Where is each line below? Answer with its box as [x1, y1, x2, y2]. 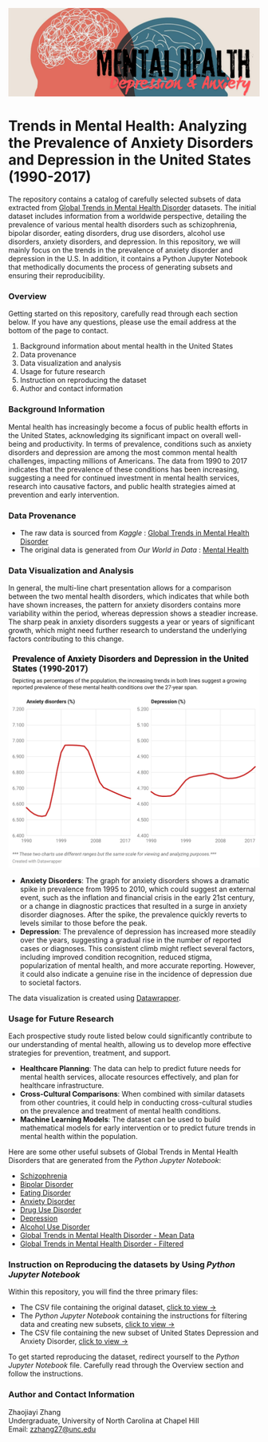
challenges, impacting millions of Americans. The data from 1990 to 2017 [8, 456, 247, 465]
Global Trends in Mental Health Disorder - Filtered [19, 1239, 184, 1249]
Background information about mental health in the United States [19, 341, 234, 351]
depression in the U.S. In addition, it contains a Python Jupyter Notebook [8, 254, 248, 264]
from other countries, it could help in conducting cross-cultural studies [19, 1097, 253, 1107]
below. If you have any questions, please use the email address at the [8, 317, 237, 327]
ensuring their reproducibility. [8, 271, 105, 281]
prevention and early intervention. [8, 490, 120, 500]
